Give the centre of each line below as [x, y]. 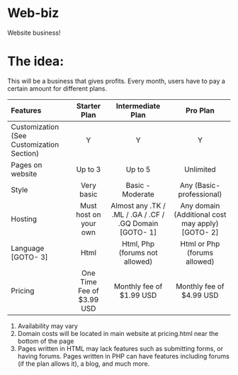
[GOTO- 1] [138, 232]
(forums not [138, 252]
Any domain [200, 206]
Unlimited [200, 169]
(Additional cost [200, 214]
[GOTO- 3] [29, 257]
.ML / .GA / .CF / [138, 214]
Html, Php [138, 244]
